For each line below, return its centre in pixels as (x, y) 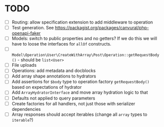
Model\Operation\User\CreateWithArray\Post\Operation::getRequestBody (85, 55)
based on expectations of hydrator (47, 87)
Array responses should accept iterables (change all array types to (80, 114)
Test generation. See (33, 28)
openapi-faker (26, 33)
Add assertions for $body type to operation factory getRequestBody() (81, 82)
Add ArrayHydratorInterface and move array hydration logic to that (80, 92)
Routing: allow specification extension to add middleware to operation (82, 22)
